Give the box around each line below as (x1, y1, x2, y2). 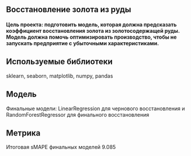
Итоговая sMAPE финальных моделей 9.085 (6, 144, 116, 151)
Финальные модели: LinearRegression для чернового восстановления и (6, 105, 185, 112)
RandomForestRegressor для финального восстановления (6, 111, 150, 118)
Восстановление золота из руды (6, 5, 131, 15)
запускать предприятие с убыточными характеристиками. (6, 39, 159, 46)
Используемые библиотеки (6, 57, 113, 67)
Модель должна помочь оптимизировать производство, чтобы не (6, 33, 177, 40)
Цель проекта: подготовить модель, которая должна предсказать (6, 21, 177, 28)
